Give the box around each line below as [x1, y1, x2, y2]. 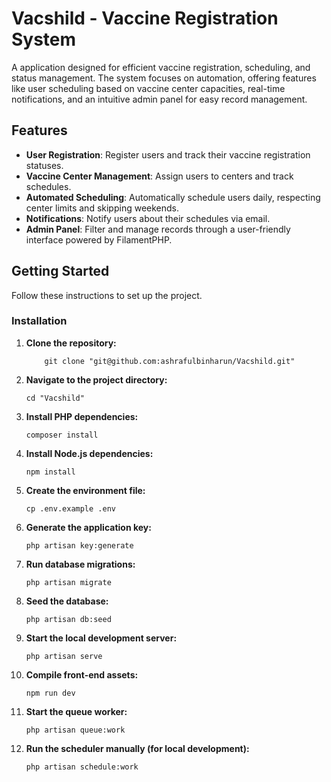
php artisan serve [25, 651, 103, 661]
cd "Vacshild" [25, 393, 85, 403]
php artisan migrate [25, 577, 112, 587]
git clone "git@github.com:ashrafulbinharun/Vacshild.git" [44, 356, 296, 366]
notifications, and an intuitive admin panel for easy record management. [11, 93, 308, 105]
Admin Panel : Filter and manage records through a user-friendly [25, 223, 291, 235]
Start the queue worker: [25, 705, 128, 717]
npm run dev [25, 688, 76, 698]
